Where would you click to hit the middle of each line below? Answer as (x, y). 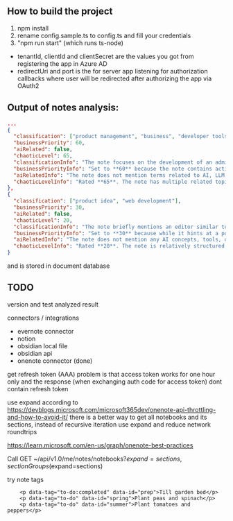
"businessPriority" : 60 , (49, 143)
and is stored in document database (59, 266)
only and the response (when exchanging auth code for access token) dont (115, 382)
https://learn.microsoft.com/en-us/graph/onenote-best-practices (100, 445)
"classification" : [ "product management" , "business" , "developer (111, 137)
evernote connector (45, 331)
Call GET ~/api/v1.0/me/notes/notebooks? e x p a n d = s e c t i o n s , (95, 459)
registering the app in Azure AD (62, 63)
